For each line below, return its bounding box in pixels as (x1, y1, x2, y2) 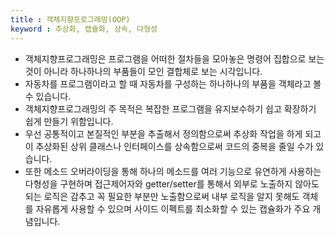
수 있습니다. (24, 90, 72, 102)
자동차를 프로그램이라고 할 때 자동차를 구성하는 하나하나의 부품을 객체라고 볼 (24, 77, 322, 90)
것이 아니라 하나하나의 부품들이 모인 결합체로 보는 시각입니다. (24, 65, 263, 77)
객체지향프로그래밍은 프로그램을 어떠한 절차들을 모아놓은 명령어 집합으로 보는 (24, 52, 325, 65)
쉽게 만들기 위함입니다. (24, 115, 114, 127)
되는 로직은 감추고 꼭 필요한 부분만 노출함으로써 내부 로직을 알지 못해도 (24, 190, 300, 202)
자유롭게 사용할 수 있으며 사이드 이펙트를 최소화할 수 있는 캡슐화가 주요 (35, 202, 311, 215)
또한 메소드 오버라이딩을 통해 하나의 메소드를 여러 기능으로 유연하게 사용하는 (24, 165, 322, 177)
